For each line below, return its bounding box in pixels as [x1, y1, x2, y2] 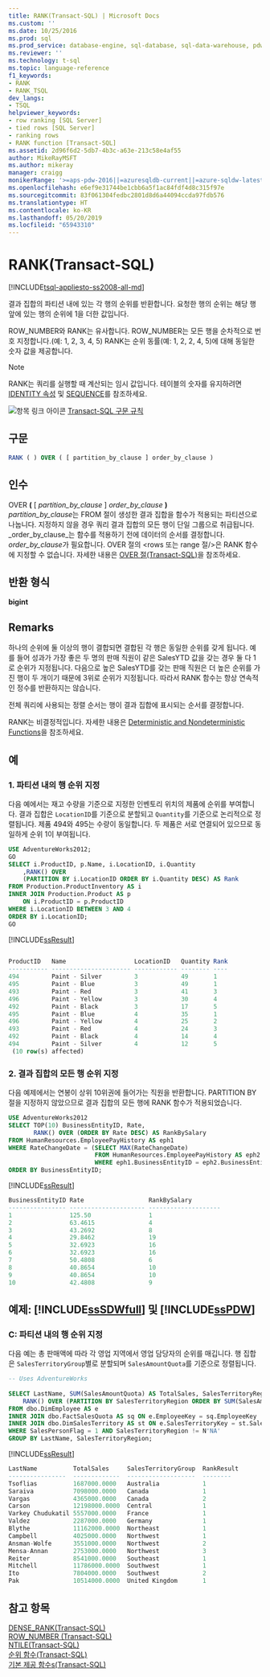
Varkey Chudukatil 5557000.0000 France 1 [8, 1510, 207, 1518]
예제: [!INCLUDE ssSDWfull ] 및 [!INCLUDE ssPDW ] [8, 1302, 256, 1316]
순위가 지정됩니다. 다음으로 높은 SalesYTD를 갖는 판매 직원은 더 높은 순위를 [16, 663, 252, 672]
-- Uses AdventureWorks [8, 1375, 88, 1383]
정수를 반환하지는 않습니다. [16, 683, 101, 693]
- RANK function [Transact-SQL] [8, 138, 117, 147]
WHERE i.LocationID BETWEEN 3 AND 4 [8, 905, 131, 913]
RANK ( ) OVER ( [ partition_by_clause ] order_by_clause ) [8, 454, 215, 462]
